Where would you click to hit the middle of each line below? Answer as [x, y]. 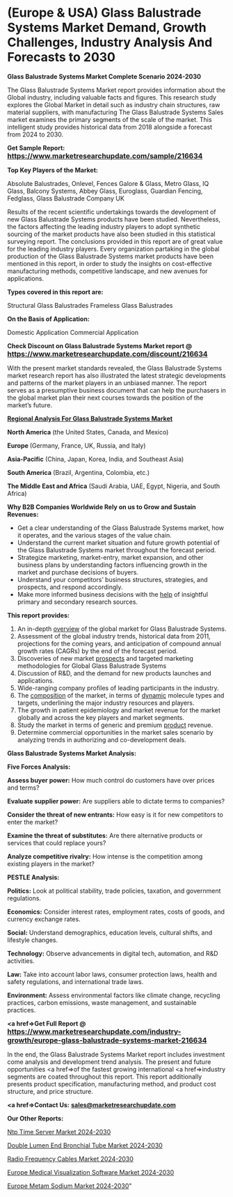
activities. [21, 961]
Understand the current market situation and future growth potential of [119, 542]
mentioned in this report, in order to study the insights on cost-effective [110, 263]
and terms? [23, 788]
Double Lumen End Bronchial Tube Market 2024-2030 [85, 1145]
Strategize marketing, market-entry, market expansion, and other [110, 557]
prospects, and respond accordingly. [70, 587]
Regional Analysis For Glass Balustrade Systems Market [90, 418]
